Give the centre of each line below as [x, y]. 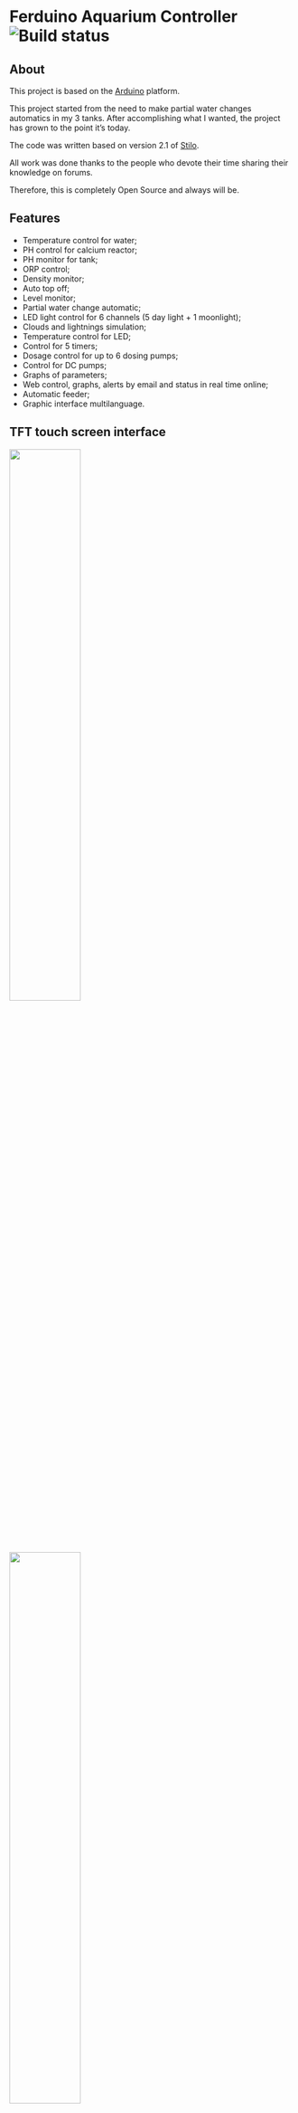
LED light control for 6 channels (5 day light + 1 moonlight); [132, 317]
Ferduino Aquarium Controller [123, 17]
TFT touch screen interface [88, 432]
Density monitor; [53, 279]
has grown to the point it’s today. [70, 128]
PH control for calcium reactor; [80, 250]
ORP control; [46, 269]
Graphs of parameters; [65, 375]
